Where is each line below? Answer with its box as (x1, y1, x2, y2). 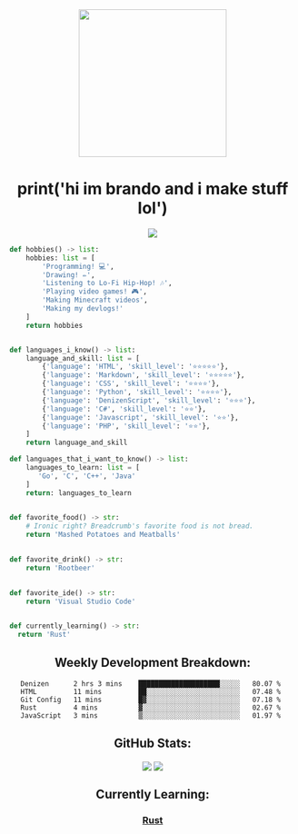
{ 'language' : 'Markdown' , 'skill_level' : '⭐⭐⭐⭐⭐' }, (42, 371, 245, 380)
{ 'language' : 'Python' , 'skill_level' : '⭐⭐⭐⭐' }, (42, 388, 233, 397)
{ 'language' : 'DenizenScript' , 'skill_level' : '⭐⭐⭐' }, (42, 395, 256, 405)
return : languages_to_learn (25, 488, 132, 498)
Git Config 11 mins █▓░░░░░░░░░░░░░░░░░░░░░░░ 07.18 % (20, 695, 282, 704)
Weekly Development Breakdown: (54, 655, 252, 670)
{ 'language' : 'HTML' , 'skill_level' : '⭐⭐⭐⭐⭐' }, (42, 362, 229, 372)
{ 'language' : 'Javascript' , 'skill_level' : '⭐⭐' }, (42, 412, 239, 422)
